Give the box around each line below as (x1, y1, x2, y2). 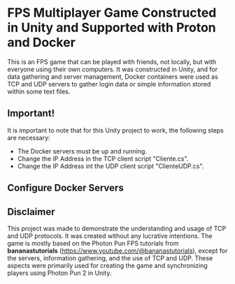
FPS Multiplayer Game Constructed (7, 5, 217, 21)
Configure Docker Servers (7, 182, 124, 194)
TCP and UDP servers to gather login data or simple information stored (7, 80, 211, 88)
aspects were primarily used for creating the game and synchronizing (7, 261, 208, 269)
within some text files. (7, 87, 71, 96)
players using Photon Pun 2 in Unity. (7, 269, 112, 277)
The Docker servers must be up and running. (17, 147, 147, 155)
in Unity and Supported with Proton (7, 20, 217, 36)
